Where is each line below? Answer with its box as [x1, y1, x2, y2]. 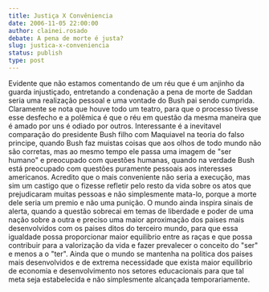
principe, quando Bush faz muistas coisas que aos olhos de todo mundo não [8, 138, 262, 148]
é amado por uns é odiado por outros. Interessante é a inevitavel [8, 121, 222, 131]
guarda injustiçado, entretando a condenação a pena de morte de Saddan [8, 87, 253, 96]
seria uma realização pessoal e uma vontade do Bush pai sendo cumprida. [8, 95, 255, 105]
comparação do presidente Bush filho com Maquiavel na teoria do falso [8, 129, 245, 139]
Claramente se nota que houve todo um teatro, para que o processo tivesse [8, 103, 259, 113]
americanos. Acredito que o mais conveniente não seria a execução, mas [8, 172, 251, 181]
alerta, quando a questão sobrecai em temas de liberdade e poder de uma [8, 206, 255, 216]
